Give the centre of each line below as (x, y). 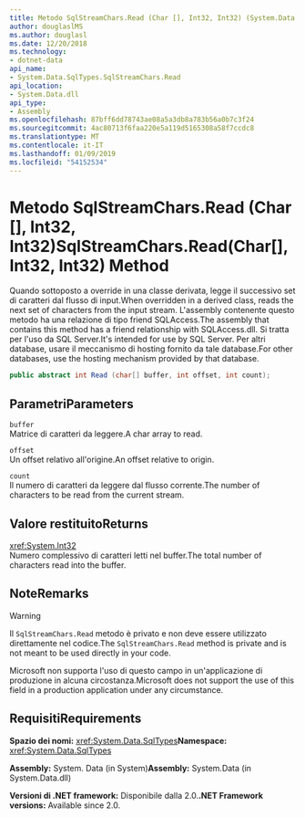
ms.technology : (38, 52)
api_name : (28, 69)
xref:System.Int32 (43, 545)
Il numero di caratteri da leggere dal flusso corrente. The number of (135, 486)
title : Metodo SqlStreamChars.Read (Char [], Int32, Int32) (126, 18)
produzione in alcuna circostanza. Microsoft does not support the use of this (152, 680)
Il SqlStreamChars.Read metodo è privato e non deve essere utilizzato (138, 633)
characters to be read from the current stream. (97, 495)
